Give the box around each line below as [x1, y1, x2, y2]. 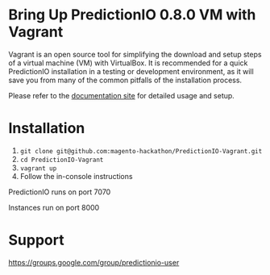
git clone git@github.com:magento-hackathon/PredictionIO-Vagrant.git [19, 147, 263, 155]
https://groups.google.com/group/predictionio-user [8, 257, 180, 267]
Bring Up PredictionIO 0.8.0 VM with [8, 6, 256, 24]
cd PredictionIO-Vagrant [19, 156, 104, 164]
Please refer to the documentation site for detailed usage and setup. [8, 90, 235, 100]
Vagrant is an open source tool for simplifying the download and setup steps [8, 49, 262, 59]
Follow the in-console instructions [19, 171, 133, 181]
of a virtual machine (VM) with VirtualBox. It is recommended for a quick [8, 58, 248, 68]
